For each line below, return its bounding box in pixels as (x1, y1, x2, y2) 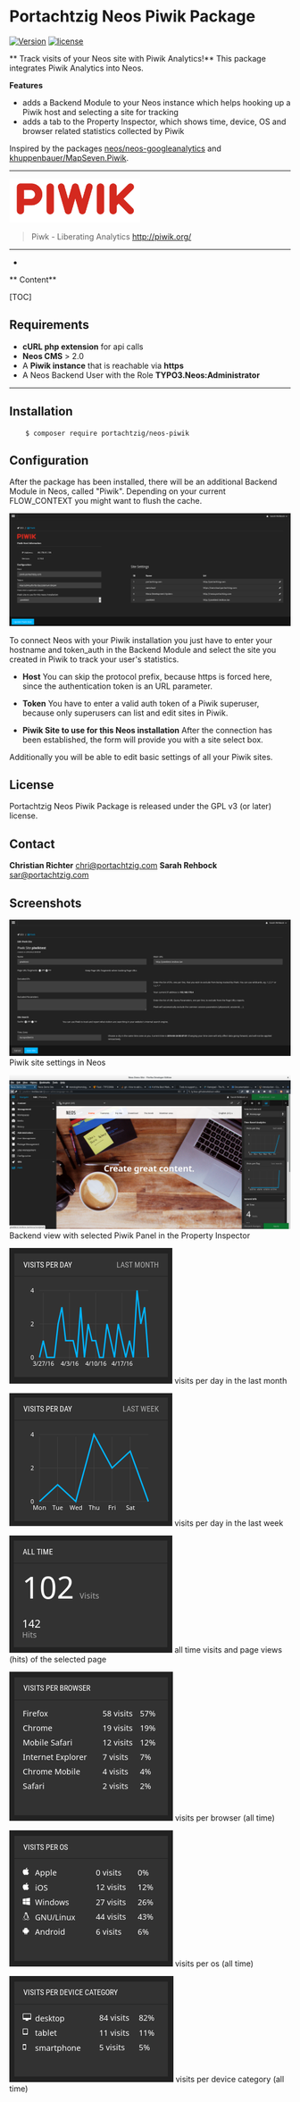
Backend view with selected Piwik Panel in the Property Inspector (9, 1230, 251, 1241)
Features (9, 80, 43, 90)
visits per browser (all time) (174, 1813, 275, 1823)
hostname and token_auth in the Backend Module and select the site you (9, 644, 277, 655)
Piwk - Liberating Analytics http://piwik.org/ (30, 230, 192, 242)
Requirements (9, 317, 89, 332)
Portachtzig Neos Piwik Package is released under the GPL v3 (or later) (9, 801, 272, 812)
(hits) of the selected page (9, 1654, 107, 1665)
